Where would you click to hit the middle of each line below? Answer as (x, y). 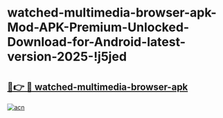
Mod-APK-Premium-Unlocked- (98, 27)
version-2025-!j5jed (67, 57)
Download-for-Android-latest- (96, 42)
